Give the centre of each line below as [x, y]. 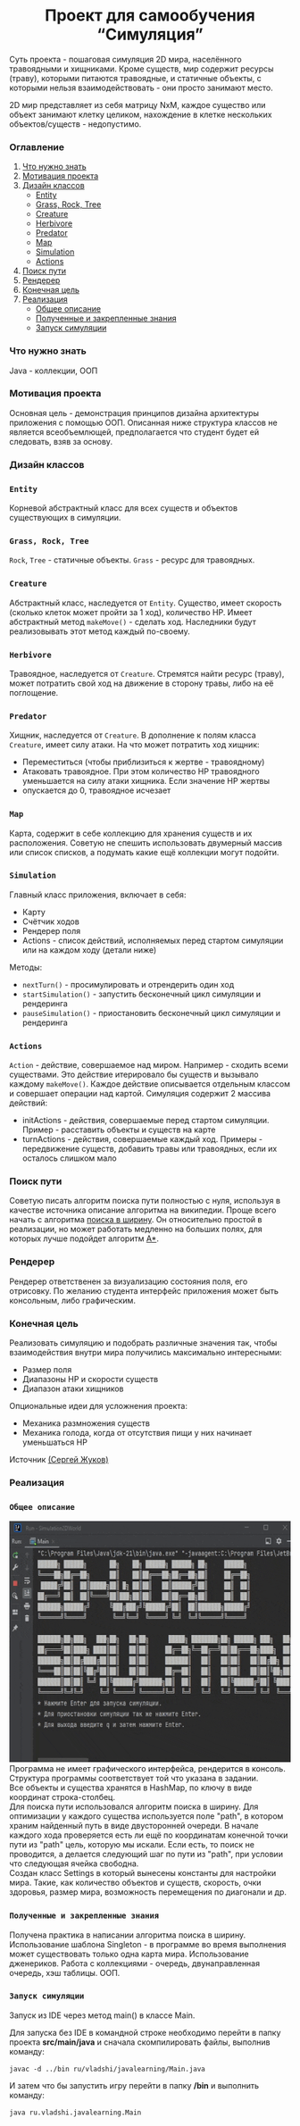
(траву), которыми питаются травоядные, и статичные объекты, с [135, 78]
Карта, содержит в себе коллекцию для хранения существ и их [131, 833]
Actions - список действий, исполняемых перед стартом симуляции [153, 940]
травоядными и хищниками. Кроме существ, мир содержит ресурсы [142, 69]
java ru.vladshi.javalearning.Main [75, 2113]
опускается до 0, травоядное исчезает [96, 790]
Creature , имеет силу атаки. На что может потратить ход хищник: [134, 745]
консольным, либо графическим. [73, 1300]
